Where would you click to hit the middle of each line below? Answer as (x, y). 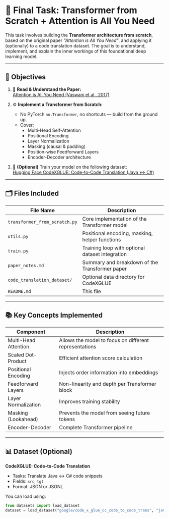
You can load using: (26, 496)
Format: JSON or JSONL (38, 487)
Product (17, 361)
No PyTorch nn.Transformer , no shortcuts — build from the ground (89, 114)
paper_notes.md (26, 265)
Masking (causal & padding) (56, 146)
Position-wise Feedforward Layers (63, 151)
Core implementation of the (114, 219)
